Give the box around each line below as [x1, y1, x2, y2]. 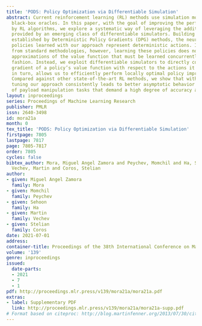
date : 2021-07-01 [6, 232, 50, 238]
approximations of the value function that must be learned [11, 54, 165, 60]
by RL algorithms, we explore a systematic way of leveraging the [11, 25, 182, 32]
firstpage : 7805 [6, 132, 47, 138]
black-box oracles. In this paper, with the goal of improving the [11, 20, 185, 26]
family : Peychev [11, 193, 52, 199]
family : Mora [11, 182, 44, 188]
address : [6, 238, 28, 244]
